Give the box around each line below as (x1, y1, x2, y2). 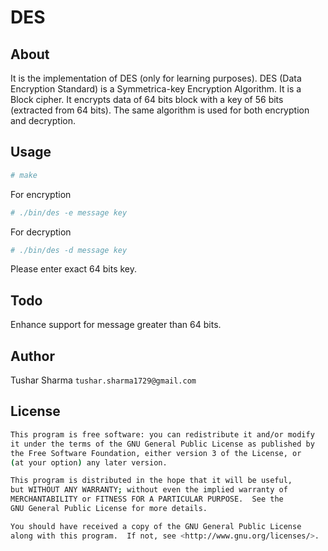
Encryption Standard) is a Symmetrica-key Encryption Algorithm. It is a (10, 83, 302, 95)
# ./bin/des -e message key (10, 207, 128, 218)
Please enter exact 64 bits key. (10, 263, 138, 275)
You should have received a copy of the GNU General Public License (10, 521, 302, 531)
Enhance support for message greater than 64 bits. (10, 319, 222, 331)
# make (10, 170, 38, 180)
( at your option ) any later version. (10, 457, 168, 468)
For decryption (10, 226, 72, 238)
